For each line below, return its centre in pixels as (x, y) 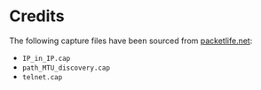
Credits (37, 16)
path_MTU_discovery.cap (66, 68)
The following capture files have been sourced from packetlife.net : (131, 41)
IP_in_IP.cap (46, 58)
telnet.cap (42, 77)
